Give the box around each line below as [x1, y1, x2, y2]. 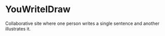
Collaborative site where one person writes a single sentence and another [5, 20, 160, 26]
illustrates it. [5, 25, 31, 31]
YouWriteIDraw [5, 4, 71, 15]
